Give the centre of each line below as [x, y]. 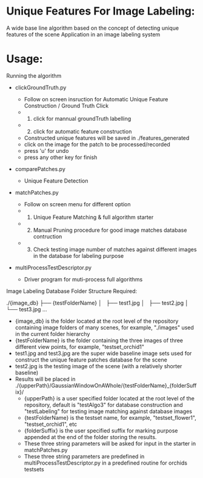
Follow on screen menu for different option [77, 204]
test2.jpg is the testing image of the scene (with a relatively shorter [98, 366]
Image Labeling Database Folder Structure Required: [72, 291]
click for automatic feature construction [82, 131]
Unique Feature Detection [56, 181]
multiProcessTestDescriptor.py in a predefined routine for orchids [106, 463]
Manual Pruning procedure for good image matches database [110, 230]
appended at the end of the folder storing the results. [90, 437]
